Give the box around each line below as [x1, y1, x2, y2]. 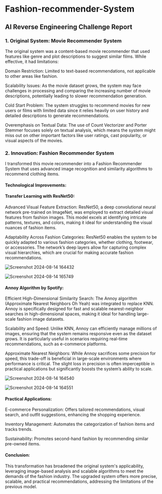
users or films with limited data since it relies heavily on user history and [5, 107, 149, 113]
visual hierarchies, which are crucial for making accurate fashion [5, 249, 134, 256]
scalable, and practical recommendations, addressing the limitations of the [5, 478, 154, 484]
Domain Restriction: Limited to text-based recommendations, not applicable [5, 68, 156, 74]
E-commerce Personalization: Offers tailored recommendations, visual [5, 407, 145, 412]
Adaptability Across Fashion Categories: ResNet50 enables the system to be [5, 234, 157, 240]
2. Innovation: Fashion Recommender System [5, 150, 115, 156]
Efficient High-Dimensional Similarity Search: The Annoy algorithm [5, 295, 137, 302]
